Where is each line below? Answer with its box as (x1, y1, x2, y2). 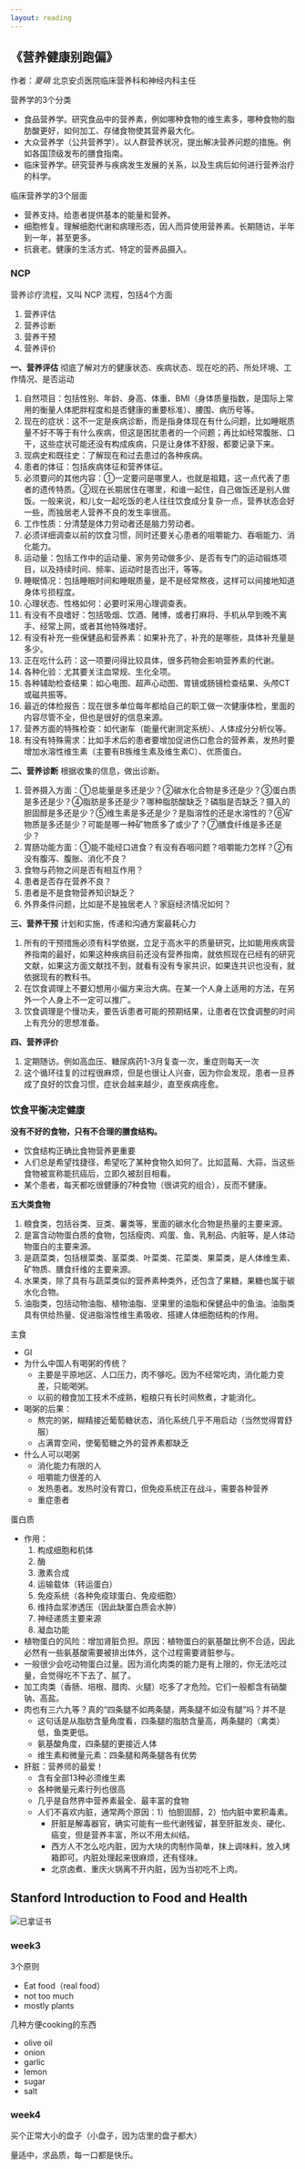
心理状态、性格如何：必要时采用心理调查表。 (23, 598, 192, 609)
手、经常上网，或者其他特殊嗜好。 (23, 621, 152, 632)
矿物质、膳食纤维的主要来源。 (23, 1264, 136, 1275)
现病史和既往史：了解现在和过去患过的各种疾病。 (23, 449, 208, 460)
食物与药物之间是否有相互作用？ (23, 864, 144, 875)
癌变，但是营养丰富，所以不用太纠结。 (50, 1829, 195, 1841)
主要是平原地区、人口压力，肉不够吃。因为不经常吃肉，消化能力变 (36, 1369, 285, 1381)
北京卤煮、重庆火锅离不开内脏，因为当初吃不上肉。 (50, 1864, 243, 1875)
